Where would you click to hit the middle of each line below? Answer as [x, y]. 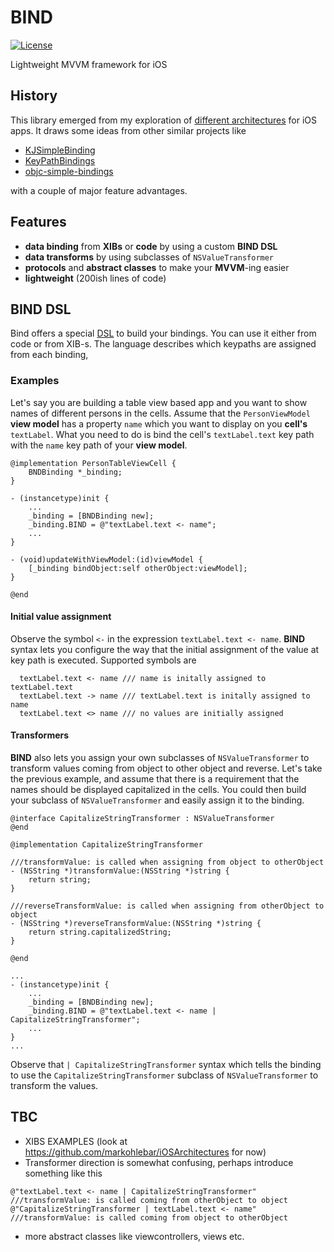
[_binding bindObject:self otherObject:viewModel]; [138, 568]
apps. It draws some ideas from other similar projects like [128, 130]
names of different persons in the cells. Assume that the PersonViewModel [160, 413]
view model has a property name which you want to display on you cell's [159, 423]
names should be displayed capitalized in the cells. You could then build [158, 790]
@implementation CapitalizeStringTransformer [106, 845]
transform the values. [54, 1086]
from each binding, [49, 355]
